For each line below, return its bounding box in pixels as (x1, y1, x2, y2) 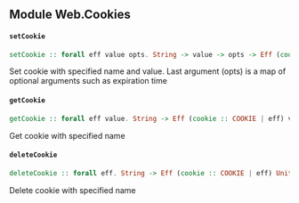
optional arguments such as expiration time (9, 76, 167, 86)
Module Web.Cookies (9, 7, 131, 22)
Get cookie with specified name (9, 130, 126, 141)
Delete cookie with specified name (9, 184, 136, 195)
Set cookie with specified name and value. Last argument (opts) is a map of (9, 66, 287, 77)
